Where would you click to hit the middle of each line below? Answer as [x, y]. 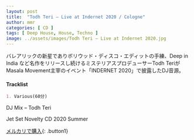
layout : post [22, 11]
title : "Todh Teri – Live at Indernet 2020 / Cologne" [76, 17]
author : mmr [21, 22]
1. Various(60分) [27, 97]
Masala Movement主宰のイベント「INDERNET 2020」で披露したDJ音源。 [95, 70]
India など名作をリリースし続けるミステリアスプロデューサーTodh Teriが [93, 63]
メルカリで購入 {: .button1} [37, 131]
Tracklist [17, 84]
